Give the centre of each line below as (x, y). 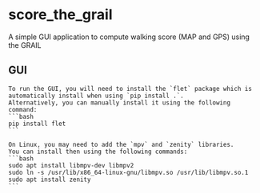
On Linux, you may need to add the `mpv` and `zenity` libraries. (121, 144)
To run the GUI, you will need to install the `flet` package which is (130, 89)
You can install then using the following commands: (98, 152)
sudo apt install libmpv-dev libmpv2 (71, 165)
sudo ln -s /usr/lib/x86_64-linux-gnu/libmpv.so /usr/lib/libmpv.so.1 (128, 172)
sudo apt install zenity (50, 179)
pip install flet (37, 124)
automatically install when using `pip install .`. (96, 96)
